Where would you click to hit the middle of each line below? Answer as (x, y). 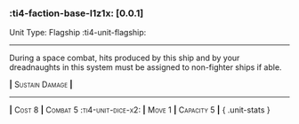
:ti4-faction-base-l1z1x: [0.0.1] (77, 13)
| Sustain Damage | (41, 85)
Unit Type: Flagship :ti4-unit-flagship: (78, 33)
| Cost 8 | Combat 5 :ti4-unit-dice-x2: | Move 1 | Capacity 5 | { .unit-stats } (140, 110)
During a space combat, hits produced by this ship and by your (125, 58)
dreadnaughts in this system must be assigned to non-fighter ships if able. (145, 67)
